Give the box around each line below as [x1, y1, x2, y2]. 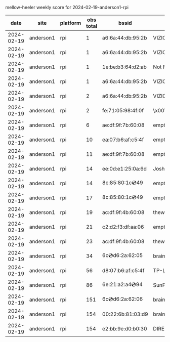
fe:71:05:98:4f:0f [102, 107, 144, 114]
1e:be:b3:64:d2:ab [102, 63, 147, 70]
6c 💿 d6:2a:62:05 [102, 251, 143, 259]
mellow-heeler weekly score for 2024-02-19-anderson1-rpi [5, 5, 129, 10]
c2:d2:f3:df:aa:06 [102, 224, 144, 230]
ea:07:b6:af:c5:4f [102, 136, 144, 143]
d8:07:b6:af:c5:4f [102, 267, 145, 274]
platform [60, 20, 81, 26]
